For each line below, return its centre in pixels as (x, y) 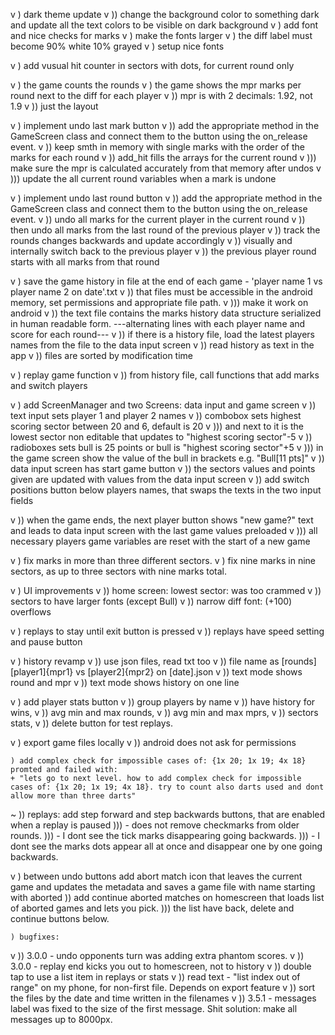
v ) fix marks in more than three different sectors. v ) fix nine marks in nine (163, 560)
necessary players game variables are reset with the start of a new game (160, 541)
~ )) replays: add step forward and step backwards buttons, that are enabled (168, 814)
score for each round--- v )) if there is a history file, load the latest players (162, 334)
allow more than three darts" (73, 796)
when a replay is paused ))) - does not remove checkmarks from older (155, 825)
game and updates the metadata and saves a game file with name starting (163, 887)
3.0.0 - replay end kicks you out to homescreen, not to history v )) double (161, 966)
